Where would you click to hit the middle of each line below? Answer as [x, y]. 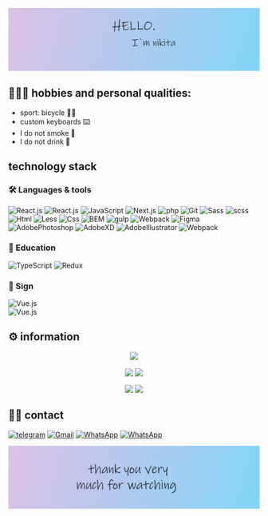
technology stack [53, 167]
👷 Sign [21, 286]
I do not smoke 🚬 [47, 133]
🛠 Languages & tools [50, 190]
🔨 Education [32, 248]
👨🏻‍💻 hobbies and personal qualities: [100, 93]
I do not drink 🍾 [45, 141]
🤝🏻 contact [36, 415]
